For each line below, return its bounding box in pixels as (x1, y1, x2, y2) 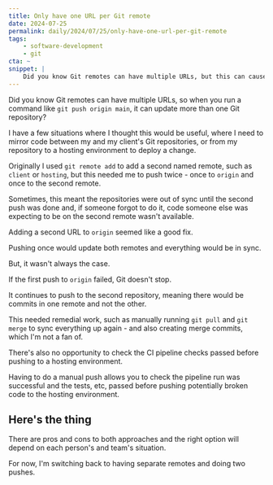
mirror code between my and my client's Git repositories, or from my (8, 136, 238, 146)
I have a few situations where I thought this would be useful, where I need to (8, 128, 264, 138)
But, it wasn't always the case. (8, 258, 110, 269)
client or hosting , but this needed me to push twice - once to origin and (8, 169, 254, 179)
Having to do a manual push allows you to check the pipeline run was (8, 372, 240, 382)
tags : (8, 34, 27, 43)
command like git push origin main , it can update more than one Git (8, 103, 240, 113)
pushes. (8, 467, 36, 477)
